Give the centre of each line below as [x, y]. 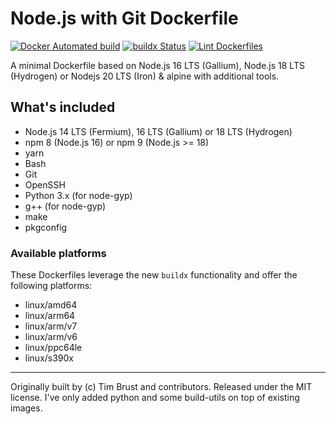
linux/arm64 [50, 316]
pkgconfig [46, 227]
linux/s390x [49, 358]
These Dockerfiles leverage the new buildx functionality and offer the [154, 275]
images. [26, 408]
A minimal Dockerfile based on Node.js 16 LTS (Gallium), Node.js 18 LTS [157, 65]
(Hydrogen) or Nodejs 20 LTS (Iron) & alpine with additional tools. [145, 76]
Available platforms [58, 253]
